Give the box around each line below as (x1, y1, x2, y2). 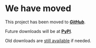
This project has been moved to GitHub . (5, 19, 86, 25)
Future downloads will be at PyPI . (5, 28, 72, 34)
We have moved (5, 3, 72, 14)
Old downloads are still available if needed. (5, 37, 92, 44)
